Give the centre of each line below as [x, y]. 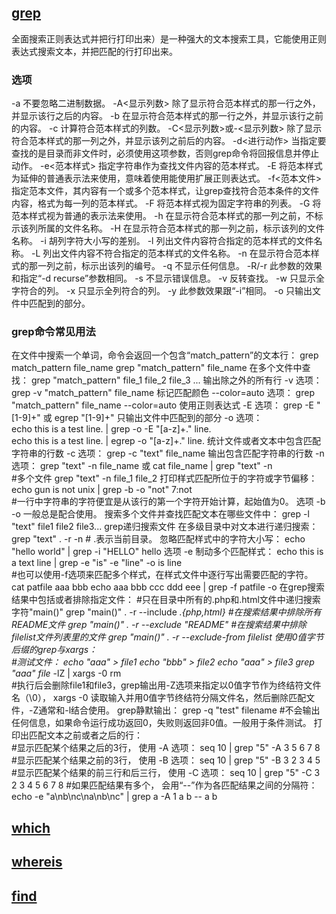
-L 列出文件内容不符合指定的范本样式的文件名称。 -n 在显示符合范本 [170, 253]
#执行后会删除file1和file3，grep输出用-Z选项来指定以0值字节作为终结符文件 [166, 685]
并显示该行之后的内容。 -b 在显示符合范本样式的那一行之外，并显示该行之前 [167, 116]
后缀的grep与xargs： [54, 650]
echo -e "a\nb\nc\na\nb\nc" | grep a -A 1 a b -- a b [114, 797]
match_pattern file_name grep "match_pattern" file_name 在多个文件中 [157, 368]
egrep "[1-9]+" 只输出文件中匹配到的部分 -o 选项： [158, 418]
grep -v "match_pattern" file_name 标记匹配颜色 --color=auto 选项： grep [163, 393]
